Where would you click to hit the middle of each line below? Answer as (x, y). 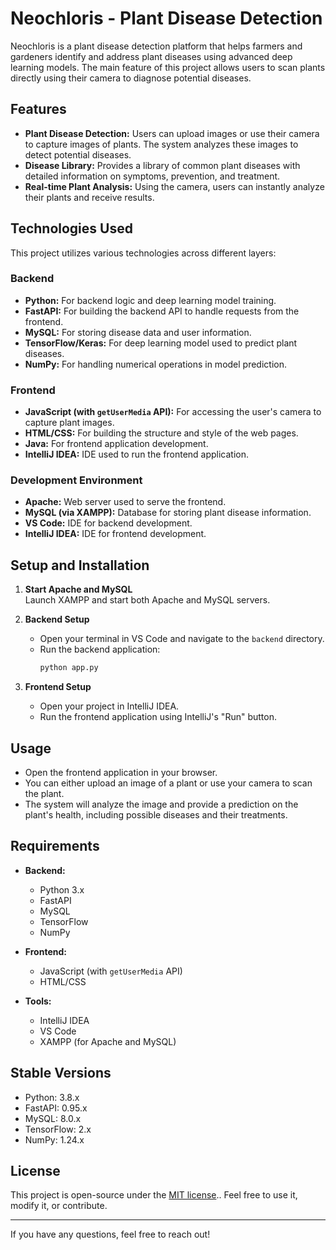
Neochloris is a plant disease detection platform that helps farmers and (156, 46)
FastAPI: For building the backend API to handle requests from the (162, 311)
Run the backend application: (100, 649)
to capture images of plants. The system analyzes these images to (161, 144)
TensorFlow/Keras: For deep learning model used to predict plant (161, 343)
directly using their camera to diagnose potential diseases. (131, 78)
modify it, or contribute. (59, 1206)
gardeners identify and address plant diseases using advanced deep (151, 56)
